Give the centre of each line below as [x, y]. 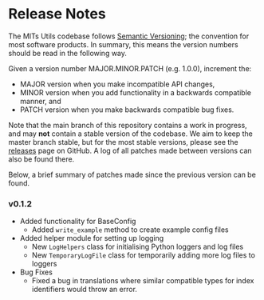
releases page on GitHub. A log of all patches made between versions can [130, 150]
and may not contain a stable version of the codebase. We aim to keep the [131, 134]
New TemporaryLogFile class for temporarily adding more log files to [143, 255]
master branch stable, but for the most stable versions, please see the [123, 142]
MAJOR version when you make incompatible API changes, [117, 84]
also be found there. [41, 159]
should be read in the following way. [68, 53]
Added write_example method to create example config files [130, 230]
